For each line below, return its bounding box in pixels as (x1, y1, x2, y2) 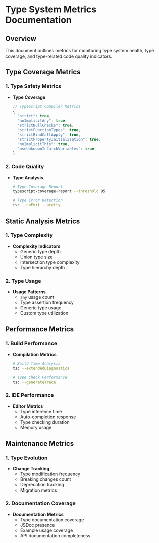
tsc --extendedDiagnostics (12, 366, 70, 371)
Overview (5, 34, 37, 43)
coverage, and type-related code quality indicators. (5, 53, 113, 59)
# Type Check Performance (12, 375, 67, 380)
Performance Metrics (5, 324, 74, 334)
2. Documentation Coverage (5, 500, 76, 507)
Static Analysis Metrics (5, 216, 80, 225)
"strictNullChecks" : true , (17, 123, 74, 128)
